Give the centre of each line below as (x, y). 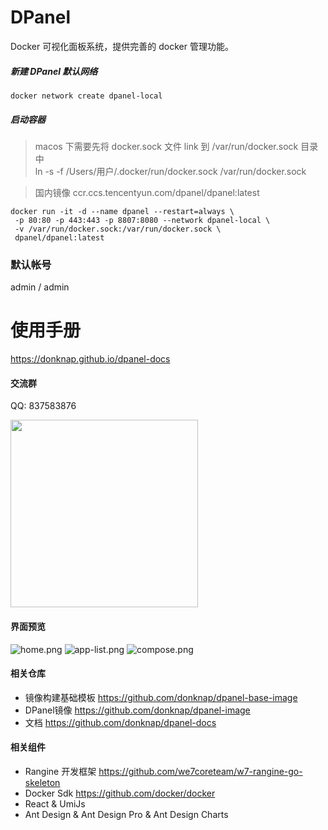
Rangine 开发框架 (60, 771)
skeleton (42, 782)
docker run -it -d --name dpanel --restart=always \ (122, 211)
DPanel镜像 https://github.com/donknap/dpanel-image (137, 710)
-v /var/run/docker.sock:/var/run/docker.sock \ (118, 229)
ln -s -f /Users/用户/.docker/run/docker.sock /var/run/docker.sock (170, 171)
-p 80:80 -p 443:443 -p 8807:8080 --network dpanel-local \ (142, 220)
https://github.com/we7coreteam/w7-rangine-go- (200, 771)
